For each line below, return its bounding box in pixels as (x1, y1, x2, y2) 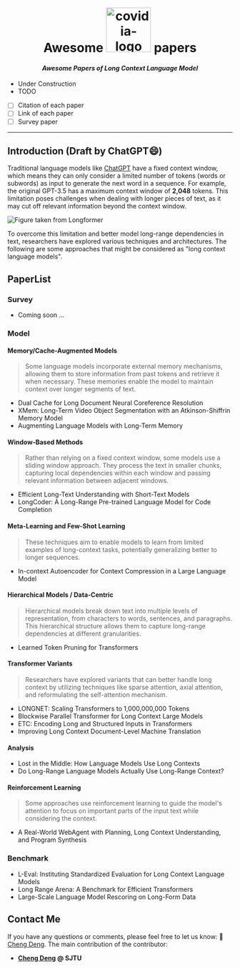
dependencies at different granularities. (24, 629, 141, 638)
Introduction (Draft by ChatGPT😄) (7, 145, 163, 157)
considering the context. (24, 814, 98, 823)
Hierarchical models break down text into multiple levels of (24, 606, 198, 615)
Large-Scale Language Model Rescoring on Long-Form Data (17, 893, 196, 901)
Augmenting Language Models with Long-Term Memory (17, 421, 184, 430)
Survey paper (17, 117, 59, 126)
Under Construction (17, 79, 76, 89)
